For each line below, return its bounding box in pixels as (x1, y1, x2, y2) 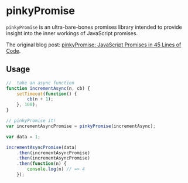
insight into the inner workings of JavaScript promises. (6, 29, 138, 36)
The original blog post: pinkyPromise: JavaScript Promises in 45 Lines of (6, 41, 182, 48)
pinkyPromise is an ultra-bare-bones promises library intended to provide (6, 23, 183, 30)
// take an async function (6, 80, 75, 86)
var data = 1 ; (6, 134, 41, 140)
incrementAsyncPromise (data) (6, 144, 77, 150)
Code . (6, 47, 21, 54)
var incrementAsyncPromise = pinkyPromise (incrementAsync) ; (6, 123, 156, 129)
